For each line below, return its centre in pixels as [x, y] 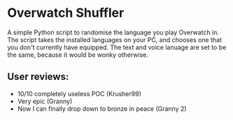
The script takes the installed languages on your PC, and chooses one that [115, 39]
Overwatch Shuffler [66, 13]
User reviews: [38, 77]
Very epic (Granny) [45, 101]
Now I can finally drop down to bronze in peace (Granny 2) [102, 108]
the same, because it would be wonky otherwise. [78, 55]
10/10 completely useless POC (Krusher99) [79, 93]
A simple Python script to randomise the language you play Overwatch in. [113, 32]
